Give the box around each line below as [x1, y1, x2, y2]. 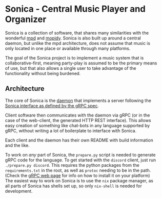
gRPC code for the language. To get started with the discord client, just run [5, 157, 156, 163]
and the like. [5, 142, 30, 148]
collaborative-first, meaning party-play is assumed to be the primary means [5, 60, 157, 66]
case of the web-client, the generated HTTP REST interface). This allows [5, 117, 151, 123]
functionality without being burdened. [5, 70, 81, 76]
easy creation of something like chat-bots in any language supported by [5, 122, 150, 128]
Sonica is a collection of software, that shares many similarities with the [5, 30, 149, 36]
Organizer [5, 14, 46, 25]
